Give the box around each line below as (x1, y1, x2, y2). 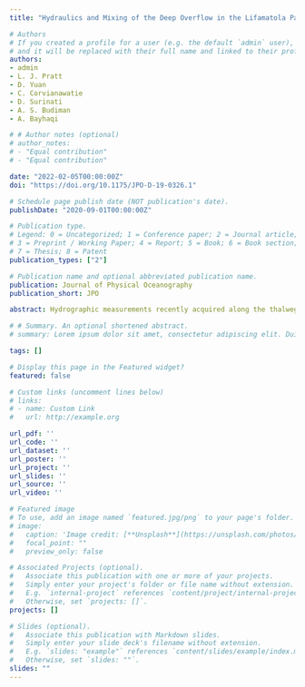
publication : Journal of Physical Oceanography (9, 280, 193, 290)
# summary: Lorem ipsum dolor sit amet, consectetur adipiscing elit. (9, 330, 282, 339)
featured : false (9, 371, 71, 380)
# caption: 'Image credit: (9, 530, 120, 539)
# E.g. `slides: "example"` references (9, 647, 169, 656)
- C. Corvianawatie (9, 88, 84, 98)
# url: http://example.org (9, 413, 120, 422)
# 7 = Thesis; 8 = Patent (9, 247, 107, 256)
